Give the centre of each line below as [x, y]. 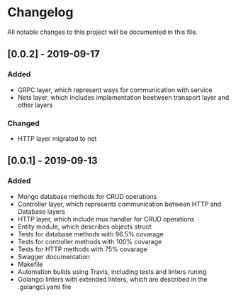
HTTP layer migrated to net [57, 138]
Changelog [40, 12]
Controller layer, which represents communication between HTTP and [119, 204]
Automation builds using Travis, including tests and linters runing [112, 271]
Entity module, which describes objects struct [84, 227]
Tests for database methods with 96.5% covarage [91, 234]
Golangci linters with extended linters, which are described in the [112, 279]
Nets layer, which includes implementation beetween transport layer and [123, 97]
